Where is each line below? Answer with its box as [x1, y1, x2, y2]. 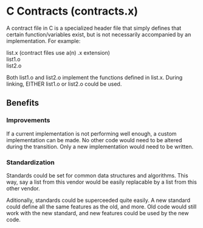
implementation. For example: [6, 37, 81, 44]
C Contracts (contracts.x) [6, 4, 139, 18]
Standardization [6, 158, 55, 167]
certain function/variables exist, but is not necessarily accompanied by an [6, 30, 191, 38]
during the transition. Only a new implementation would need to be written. [6, 143, 194, 150]
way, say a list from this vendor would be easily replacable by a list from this [6, 178, 198, 185]
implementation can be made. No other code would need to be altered [6, 136, 182, 143]
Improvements [6, 116, 50, 125]
